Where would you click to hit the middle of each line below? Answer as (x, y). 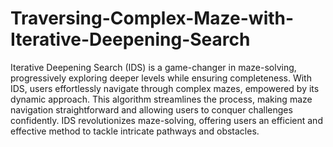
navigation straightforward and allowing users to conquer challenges (151, 109)
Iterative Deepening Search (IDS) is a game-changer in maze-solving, (153, 67)
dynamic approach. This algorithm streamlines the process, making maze (161, 99)
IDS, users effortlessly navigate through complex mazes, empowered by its (165, 88)
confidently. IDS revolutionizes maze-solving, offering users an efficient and (166, 120)
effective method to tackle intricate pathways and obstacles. (135, 131)
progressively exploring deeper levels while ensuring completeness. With (161, 78)
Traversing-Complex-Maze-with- (152, 18)
